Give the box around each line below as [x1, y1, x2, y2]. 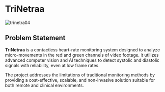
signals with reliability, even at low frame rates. [5, 62, 100, 68]
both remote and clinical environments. [5, 82, 84, 88]
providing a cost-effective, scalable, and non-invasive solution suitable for [5, 77, 155, 83]
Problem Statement [5, 34, 66, 42]
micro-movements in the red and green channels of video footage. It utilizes [5, 52, 159, 58]
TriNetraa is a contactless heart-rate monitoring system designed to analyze [5, 46, 160, 52]
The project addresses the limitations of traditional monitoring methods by [5, 72, 155, 78]
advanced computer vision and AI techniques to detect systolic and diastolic [5, 57, 160, 63]
